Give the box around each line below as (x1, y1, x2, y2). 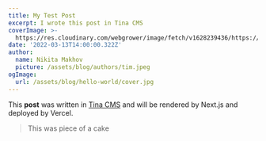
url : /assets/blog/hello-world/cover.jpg (15, 78, 154, 86)
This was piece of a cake (27, 124, 109, 133)
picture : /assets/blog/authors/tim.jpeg (15, 63, 150, 71)
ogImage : (8, 70, 37, 78)
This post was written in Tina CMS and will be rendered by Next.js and (8, 100, 238, 109)
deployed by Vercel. (8, 108, 74, 117)
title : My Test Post (8, 11, 77, 20)
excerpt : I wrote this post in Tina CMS (8, 19, 144, 27)
